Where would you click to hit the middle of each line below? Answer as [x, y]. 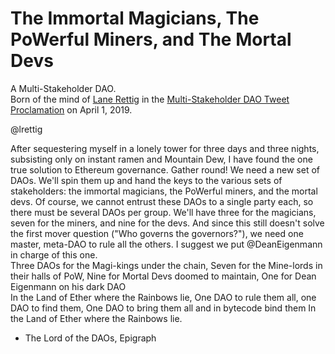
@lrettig [26, 129]
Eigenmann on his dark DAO [68, 286]
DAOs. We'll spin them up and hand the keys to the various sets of [146, 180]
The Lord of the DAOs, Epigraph [90, 338]
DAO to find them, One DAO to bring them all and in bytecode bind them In [163, 308]
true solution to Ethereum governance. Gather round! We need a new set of [165, 169]
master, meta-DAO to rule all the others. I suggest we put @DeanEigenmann [166, 244]
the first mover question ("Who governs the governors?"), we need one [157, 233]
